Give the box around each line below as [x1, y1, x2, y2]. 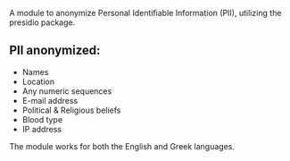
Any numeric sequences [21, 85, 112, 97]
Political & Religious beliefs [21, 105, 121, 115]
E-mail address [21, 95, 79, 106]
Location [21, 76, 55, 87]
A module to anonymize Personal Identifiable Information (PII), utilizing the [9, 8, 282, 18]
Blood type [21, 114, 63, 124]
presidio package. [9, 17, 76, 28]
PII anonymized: [9, 43, 101, 58]
